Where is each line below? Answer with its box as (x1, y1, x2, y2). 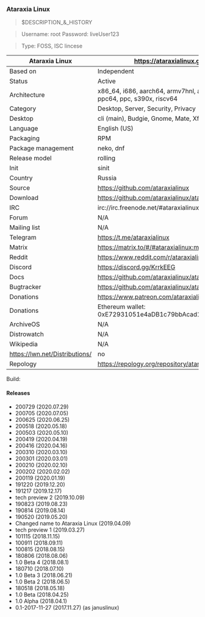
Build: (6, 376, 21, 383)
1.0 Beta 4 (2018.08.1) (15, 558, 69, 566)
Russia (97, 174, 117, 182)
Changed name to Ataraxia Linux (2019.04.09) (15, 519, 131, 527)
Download (9, 194, 38, 202)
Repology (9, 360, 37, 368)
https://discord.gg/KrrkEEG (97, 263, 176, 271)
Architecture (9, 91, 45, 99)
